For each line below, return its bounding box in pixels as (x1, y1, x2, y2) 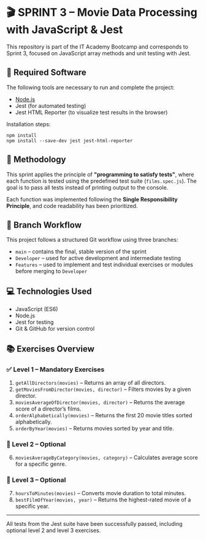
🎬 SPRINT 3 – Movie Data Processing (6, 6, 197, 20)
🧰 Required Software (6, 67, 87, 78)
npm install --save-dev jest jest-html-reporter (6, 137, 133, 144)
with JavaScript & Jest (6, 23, 123, 37)
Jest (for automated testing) (15, 102, 86, 109)
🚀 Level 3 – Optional (6, 476, 66, 484)
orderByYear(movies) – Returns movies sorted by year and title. (15, 425, 174, 432)
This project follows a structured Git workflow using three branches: (6, 236, 178, 244)
